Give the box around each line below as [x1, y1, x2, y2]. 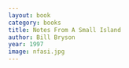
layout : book [8, 11, 51, 20]
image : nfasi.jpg [8, 48, 65, 55]
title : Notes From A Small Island [8, 26, 122, 34]
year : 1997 [8, 41, 44, 48]
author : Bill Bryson [8, 33, 76, 41]
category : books [8, 19, 61, 27]
